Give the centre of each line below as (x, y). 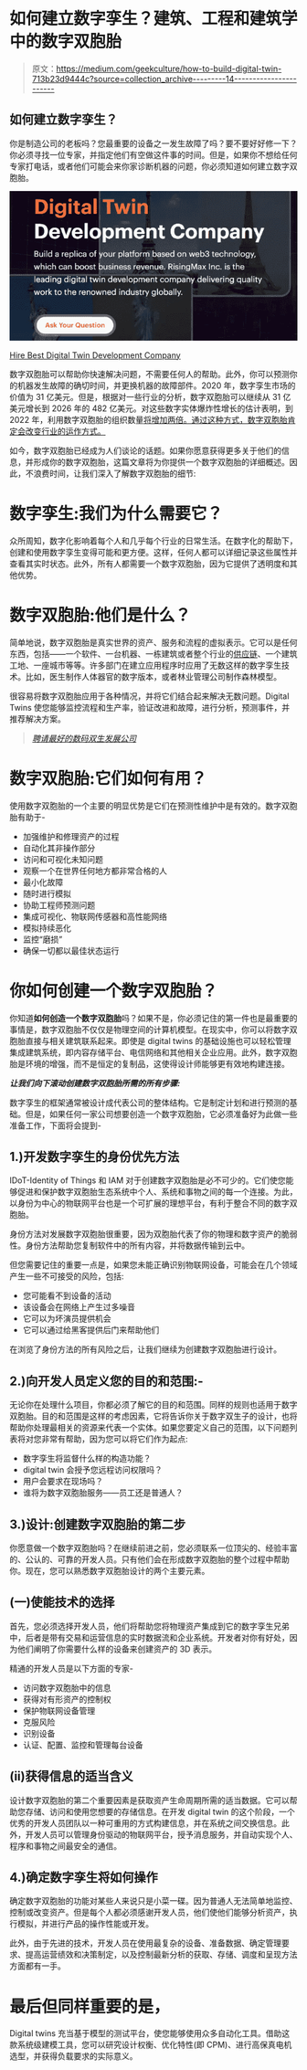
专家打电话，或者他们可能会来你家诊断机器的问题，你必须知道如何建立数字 (149, 166)
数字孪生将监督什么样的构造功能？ (87, 1459)
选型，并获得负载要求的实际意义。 (74, 2056)
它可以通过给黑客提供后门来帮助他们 (91, 1330)
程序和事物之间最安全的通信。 (65, 1845)
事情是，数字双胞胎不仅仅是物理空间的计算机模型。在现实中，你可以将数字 (149, 1030)
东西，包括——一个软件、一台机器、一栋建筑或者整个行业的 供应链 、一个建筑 (153, 653)
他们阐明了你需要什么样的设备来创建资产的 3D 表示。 (117, 1649)
